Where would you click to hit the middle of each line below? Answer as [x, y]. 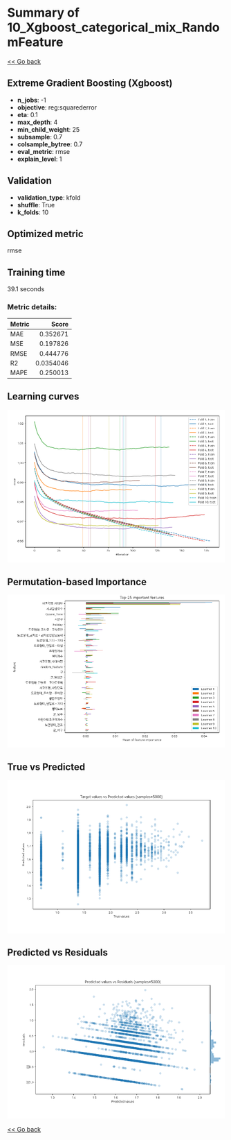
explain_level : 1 [39, 159]
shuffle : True [36, 205]
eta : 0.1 [27, 114]
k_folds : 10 [33, 212]
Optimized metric [46, 234]
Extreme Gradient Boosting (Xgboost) [90, 84]
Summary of [43, 13]
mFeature [35, 42]
